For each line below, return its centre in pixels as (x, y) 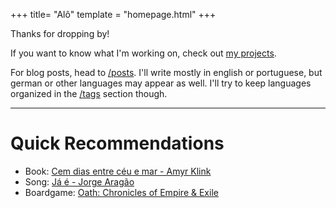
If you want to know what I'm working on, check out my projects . (143, 53)
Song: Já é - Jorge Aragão (79, 181)
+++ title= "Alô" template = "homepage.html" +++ (113, 14)
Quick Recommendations (117, 143)
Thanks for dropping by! (60, 33)
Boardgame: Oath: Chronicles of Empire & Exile (121, 192)
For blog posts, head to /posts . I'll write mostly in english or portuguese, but (166, 72)
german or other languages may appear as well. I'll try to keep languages (161, 83)
